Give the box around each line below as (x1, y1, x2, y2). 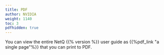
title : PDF (5, 7, 28, 12)
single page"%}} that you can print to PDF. (5, 44, 92, 50)
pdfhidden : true (5, 26, 39, 30)
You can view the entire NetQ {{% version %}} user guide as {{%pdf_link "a (5, 39, 160, 45)
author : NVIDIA (5, 12, 37, 17)
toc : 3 (5, 21, 19, 26)
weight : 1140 (5, 16, 32, 21)
